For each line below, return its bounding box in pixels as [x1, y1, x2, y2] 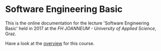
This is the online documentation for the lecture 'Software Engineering [5, 20, 150, 26]
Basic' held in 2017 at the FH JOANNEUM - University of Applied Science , [5, 25, 157, 31]
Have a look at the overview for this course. [5, 40, 95, 46]
